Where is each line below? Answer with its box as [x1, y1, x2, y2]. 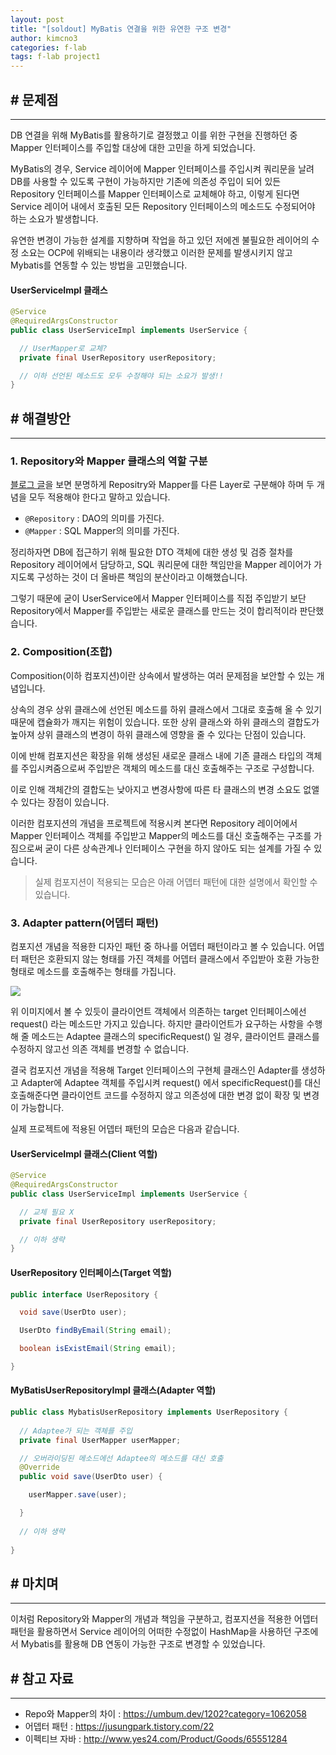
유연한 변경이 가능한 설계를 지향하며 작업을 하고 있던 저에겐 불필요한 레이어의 [10, 234, 310, 246]
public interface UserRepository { [10, 1289, 159, 1300]
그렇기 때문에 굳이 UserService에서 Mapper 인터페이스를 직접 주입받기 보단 [10, 592, 307, 605]
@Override [19, 1462, 60, 1473]
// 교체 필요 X [19, 1207, 75, 1217]
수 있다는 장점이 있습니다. [10, 796, 110, 808]
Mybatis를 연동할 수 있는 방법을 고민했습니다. [10, 259, 188, 271]
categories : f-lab [10, 42, 87, 53]
